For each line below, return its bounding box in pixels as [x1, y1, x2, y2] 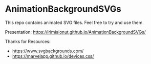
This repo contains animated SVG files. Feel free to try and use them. [5, 20, 144, 25]
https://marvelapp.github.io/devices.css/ [12, 53, 94, 59]
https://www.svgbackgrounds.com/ [12, 48, 84, 54]
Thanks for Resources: [5, 38, 51, 44]
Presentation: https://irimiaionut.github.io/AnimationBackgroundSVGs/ [5, 29, 146, 35]
